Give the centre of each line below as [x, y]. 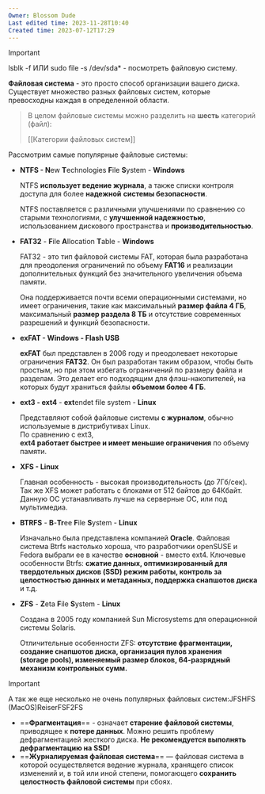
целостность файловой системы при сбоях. [96, 782]
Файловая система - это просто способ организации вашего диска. [124, 83]
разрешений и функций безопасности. [85, 323]
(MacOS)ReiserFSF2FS [46, 708]
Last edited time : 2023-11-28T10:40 [68, 23]
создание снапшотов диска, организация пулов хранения [121, 651]
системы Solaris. [48, 628]
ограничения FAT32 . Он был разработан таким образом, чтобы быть [136, 362]
